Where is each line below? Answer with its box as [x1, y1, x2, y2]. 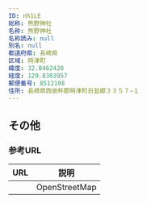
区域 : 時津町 [8, 57, 46, 65]
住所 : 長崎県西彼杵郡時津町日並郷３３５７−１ [8, 86, 140, 95]
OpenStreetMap [35, 182, 97, 193]
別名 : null [8, 42, 43, 50]
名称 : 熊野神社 [8, 27, 52, 35]
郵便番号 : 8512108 [8, 79, 66, 87]
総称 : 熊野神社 [8, 19, 52, 27]
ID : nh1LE [8, 11, 42, 20]
